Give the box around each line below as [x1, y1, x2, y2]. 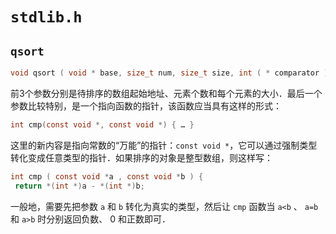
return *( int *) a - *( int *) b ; [14, 181, 145, 191]
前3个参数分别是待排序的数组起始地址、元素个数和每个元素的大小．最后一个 [10, 87, 323, 99]
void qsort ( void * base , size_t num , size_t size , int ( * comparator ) [10, 68, 329, 78]
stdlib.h [10, 8, 83, 27]
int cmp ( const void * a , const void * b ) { [10, 171, 204, 182]
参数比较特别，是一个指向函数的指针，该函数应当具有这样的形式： [10, 99, 282, 112]
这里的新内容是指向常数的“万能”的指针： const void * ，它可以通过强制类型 [10, 139, 318, 151]
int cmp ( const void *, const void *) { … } [10, 119, 195, 130]
